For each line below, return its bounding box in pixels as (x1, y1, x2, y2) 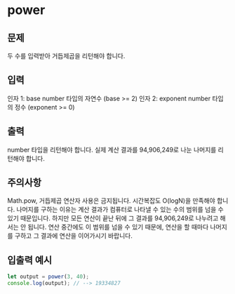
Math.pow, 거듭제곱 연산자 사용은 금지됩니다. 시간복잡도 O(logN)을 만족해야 (7, 196, 216, 205)
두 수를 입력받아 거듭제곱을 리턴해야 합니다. (7, 52, 126, 60)
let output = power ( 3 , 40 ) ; (7, 273, 90, 281)
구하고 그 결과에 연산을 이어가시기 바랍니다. (14, 232, 133, 240)
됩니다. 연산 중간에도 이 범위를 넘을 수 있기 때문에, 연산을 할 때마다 (27, 223, 209, 232)
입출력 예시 (7, 254, 53, 266)
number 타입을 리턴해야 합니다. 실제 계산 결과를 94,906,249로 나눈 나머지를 (7, 145, 217, 154)
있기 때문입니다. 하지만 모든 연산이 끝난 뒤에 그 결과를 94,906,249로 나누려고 (7, 214, 219, 222)
